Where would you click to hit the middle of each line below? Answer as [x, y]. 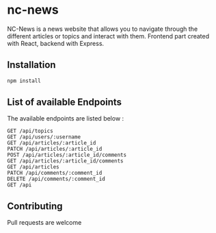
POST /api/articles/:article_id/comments [67, 155]
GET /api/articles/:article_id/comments [66, 161]
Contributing [35, 206]
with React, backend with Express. [56, 43]
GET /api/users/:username [44, 137]
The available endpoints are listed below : [66, 119]
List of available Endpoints [64, 102]
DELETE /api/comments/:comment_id [56, 179]
